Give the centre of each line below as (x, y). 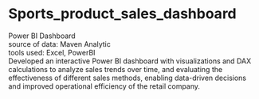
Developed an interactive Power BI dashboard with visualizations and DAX (130, 61)
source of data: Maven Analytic (60, 44)
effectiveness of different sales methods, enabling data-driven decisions (128, 78)
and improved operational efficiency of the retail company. (104, 86)
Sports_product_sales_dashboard (122, 14)
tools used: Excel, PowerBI (52, 52)
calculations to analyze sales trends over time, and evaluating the (116, 69)
